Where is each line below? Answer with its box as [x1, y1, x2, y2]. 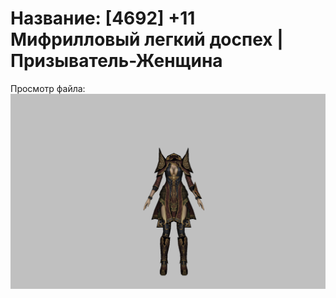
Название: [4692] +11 [10, 7, 196, 30]
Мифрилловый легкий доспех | [10, 28, 284, 51]
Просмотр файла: [10, 82, 86, 94]
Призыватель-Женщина [10, 50, 223, 72]
